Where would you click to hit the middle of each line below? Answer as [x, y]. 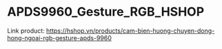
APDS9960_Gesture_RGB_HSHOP [106, 12]
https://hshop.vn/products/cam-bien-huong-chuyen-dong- [130, 31]
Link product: [26, 31]
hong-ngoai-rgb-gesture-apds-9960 [60, 37]
